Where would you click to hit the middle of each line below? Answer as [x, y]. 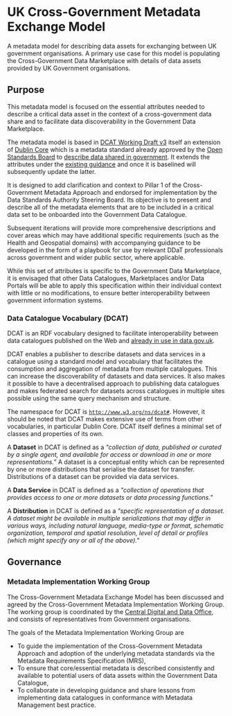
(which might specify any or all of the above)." [73, 541]
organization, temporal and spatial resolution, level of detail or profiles [108, 533]
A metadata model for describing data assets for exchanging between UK [112, 46]
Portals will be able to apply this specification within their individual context [114, 286]
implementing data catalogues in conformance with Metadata [105, 697]
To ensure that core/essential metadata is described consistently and [116, 668]
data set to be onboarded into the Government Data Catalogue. [97, 214]
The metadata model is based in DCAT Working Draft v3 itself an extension [114, 142]
